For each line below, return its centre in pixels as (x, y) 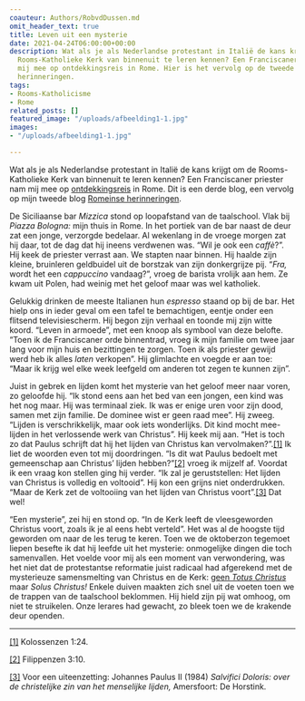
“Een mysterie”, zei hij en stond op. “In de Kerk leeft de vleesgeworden (142, 519)
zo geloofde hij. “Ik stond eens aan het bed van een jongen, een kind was (147, 395)
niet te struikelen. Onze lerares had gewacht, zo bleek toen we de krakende (151, 606)
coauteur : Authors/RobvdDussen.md (75, 18)
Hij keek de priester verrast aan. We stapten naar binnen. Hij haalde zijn (143, 254)
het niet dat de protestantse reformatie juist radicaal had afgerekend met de (151, 567)
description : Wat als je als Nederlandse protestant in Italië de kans (148, 52)
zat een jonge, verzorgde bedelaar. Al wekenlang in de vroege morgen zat (148, 235)
